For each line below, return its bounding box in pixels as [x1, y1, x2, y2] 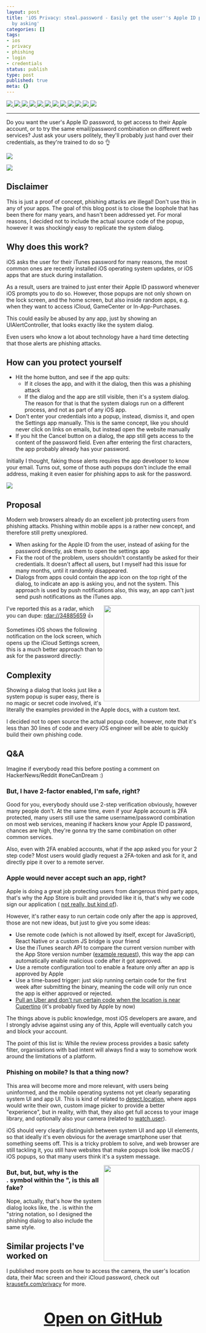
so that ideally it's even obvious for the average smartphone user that [6, 1133, 182, 1140]
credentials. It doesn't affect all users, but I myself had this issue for [15, 560, 187, 568]
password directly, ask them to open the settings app [15, 547, 150, 555]
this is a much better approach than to [6, 646, 103, 653]
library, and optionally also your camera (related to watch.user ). [6, 1114, 167, 1122]
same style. [6, 1224, 36, 1231]
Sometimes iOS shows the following [6, 626, 97, 633]
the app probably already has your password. [15, 445, 131, 453]
